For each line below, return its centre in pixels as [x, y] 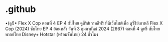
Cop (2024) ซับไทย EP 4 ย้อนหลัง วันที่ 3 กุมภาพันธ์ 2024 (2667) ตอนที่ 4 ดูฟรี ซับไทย [83, 28]
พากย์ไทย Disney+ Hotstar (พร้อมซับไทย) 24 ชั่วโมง [52, 34]
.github [21, 9]
